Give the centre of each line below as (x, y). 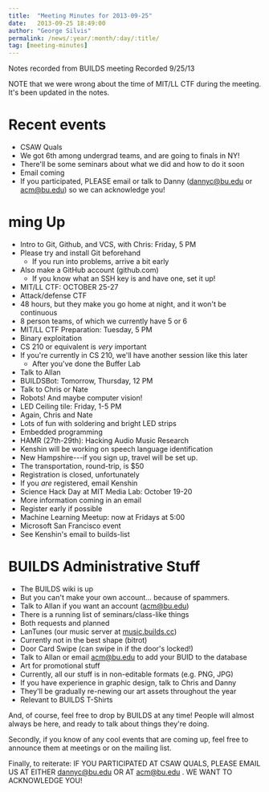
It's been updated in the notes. (59, 92)
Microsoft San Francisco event (71, 526)
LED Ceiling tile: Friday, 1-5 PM (71, 406)
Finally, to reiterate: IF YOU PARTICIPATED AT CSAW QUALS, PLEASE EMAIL (134, 763)
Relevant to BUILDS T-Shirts (66, 700)
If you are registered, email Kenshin (79, 483)
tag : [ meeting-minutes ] (48, 46)
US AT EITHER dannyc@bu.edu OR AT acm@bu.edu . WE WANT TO (120, 772)
